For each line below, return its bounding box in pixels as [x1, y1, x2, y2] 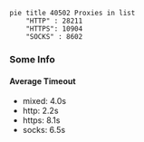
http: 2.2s [22, 105, 59, 117]
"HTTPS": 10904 [25, 24, 83, 33]
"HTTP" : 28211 [25, 16, 83, 25]
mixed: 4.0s [22, 96, 66, 107]
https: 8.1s [22, 115, 61, 126]
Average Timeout [9, 75, 76, 86]
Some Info [9, 52, 56, 65]
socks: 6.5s [22, 125, 66, 136]
